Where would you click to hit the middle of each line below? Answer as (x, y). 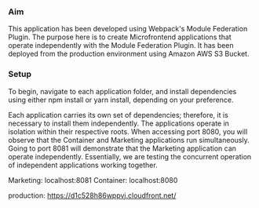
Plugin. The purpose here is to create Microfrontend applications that (120, 37)
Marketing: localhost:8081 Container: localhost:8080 (93, 180)
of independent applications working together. (83, 165)
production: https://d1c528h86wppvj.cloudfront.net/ (92, 195)
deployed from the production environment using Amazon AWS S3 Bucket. (129, 54)
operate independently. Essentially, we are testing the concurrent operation (130, 156)
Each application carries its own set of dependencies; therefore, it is (119, 115)
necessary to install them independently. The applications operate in (119, 123)
